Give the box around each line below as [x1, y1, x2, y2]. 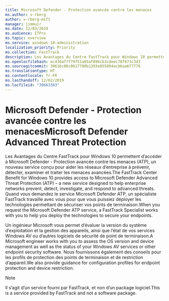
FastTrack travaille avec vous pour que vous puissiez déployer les [5, 196, 142, 202]
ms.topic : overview [5, 36, 46, 41]
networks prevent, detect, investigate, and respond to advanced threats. [5, 185, 155, 191]
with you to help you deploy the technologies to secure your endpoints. [5, 212, 153, 218]
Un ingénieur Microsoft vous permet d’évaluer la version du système [5, 222, 147, 228]
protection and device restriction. [5, 265, 74, 271]
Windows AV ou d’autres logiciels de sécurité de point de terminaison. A [5, 233, 153, 239]
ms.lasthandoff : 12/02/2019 [5, 78, 64, 83]
